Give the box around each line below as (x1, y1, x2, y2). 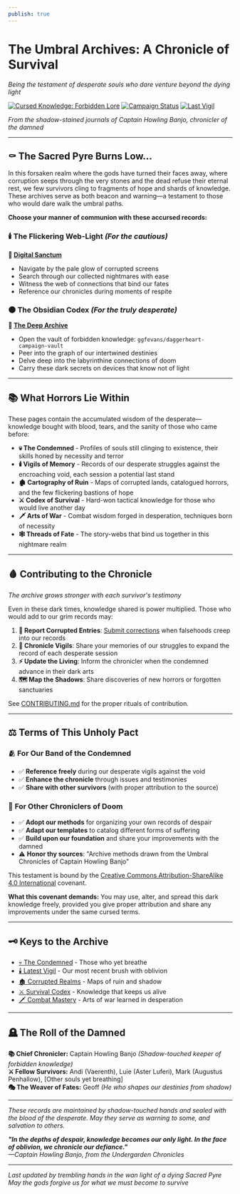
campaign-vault (18, 342, 64, 350)
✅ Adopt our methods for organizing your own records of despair (18, 818, 212, 826)
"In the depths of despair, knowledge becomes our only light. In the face (8, 1135, 227, 1144)
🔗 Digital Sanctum (8, 251, 63, 259)
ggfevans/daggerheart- (137, 336, 205, 343)
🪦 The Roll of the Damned (8, 1026, 126, 1038)
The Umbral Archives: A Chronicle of (8, 41, 230, 57)
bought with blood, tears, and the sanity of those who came (42, 422, 218, 430)
